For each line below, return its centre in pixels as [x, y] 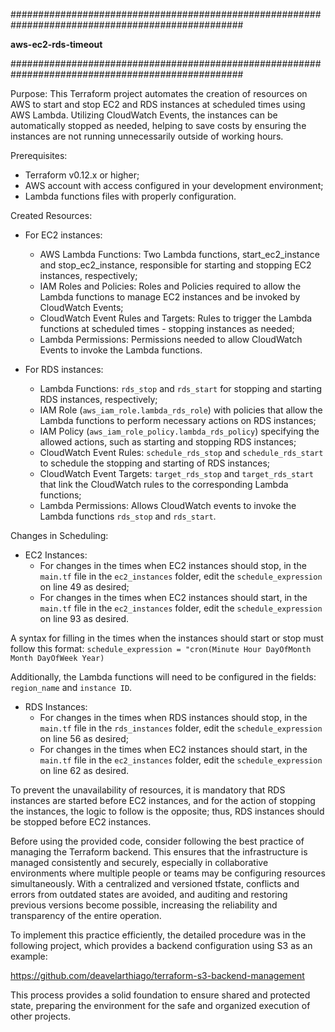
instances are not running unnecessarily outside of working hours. [147, 136]
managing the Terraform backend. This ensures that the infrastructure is [159, 852]
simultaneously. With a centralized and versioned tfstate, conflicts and [155, 883]
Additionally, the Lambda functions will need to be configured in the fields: [163, 677]
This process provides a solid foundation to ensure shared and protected [160, 995]
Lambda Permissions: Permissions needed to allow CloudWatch [171, 339]
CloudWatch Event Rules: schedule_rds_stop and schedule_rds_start [181, 452]
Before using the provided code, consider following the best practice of [157, 841]
